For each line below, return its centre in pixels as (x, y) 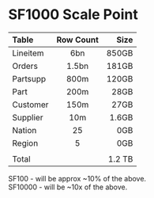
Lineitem (28, 53)
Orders (25, 66)
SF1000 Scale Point (73, 15)
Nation (24, 130)
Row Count (77, 40)
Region (25, 143)
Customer (30, 105)
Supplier (28, 117)
